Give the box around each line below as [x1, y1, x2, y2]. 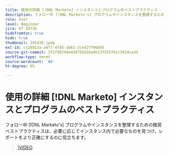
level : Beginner [5, 21, 39, 27]
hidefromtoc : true [5, 31, 44, 36]
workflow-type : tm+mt [5, 54, 51, 60]
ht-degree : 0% [5, 64, 35, 69]
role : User [5, 17, 28, 22]
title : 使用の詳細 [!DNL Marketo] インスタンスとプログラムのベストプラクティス [5, 7, 158, 13]
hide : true [5, 36, 28, 41]
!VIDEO [17, 144, 33, 150]
